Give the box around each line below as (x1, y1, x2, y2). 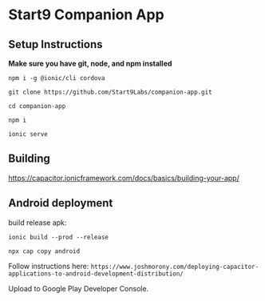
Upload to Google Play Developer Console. (8, 283, 149, 293)
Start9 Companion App (8, 6, 165, 24)
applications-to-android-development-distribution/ (8, 270, 184, 278)
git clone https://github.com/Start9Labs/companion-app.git (8, 88, 213, 96)
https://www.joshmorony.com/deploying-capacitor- (90, 263, 259, 271)
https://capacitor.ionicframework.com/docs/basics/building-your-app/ (8, 173, 239, 183)
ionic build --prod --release (8, 233, 109, 241)
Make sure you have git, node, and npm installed (8, 58, 172, 68)
